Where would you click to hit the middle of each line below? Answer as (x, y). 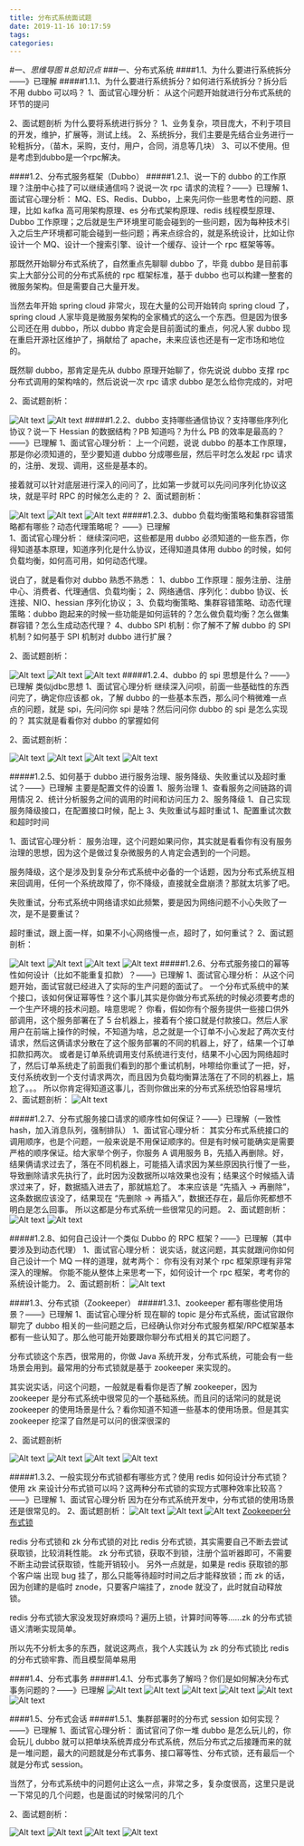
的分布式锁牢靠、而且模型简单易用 (73, 1659)
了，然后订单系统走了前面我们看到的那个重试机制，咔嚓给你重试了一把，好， (152, 1065)
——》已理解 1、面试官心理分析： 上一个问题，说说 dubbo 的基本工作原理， (150, 443)
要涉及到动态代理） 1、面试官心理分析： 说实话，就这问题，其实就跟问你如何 (152, 1250)
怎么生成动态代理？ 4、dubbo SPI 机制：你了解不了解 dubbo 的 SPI (166, 626)
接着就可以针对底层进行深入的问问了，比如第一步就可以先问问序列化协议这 (148, 485)
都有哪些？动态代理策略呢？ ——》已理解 (93, 527)
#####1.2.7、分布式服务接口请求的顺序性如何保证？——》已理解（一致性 (146, 1119)
